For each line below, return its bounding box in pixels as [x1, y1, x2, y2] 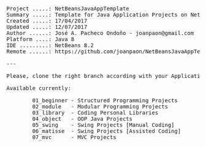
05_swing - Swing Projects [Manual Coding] [32, 122, 175, 128]
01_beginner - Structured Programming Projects [32, 97, 178, 104]
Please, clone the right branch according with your [6, 73, 169, 79]
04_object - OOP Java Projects [32, 116, 133, 122]
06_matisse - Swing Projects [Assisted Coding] [32, 128, 181, 134]
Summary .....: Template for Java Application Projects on [6, 12, 188, 18]
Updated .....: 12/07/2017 [6, 24, 88, 30]
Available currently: [6, 85, 72, 91]
